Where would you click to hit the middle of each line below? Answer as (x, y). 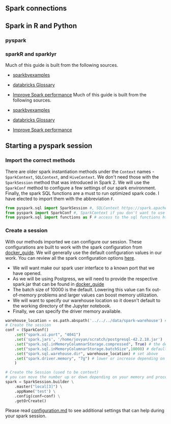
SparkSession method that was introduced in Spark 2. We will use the (78, 182)
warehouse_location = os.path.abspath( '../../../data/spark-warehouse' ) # (86, 320)
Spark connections (36, 8)
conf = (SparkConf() (27, 330)
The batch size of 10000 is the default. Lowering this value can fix (82, 289)
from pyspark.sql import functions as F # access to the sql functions (83, 217)
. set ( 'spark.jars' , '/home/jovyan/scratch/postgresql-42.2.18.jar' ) (89, 340)
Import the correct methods (40, 160)
